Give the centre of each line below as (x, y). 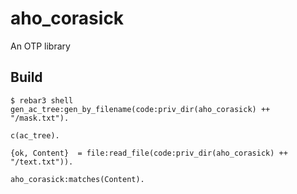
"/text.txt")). (42, 162)
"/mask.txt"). (40, 118)
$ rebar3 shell (42, 100)
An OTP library (40, 46)
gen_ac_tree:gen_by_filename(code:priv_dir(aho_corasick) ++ (140, 109)
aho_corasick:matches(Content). (77, 179)
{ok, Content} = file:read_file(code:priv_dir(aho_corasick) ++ (149, 153)
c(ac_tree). (35, 135)
